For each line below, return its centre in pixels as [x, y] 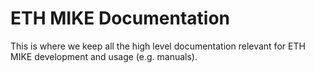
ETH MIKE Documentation [120, 18]
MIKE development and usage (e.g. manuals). [104, 56]
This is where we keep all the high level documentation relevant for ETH [158, 46]
